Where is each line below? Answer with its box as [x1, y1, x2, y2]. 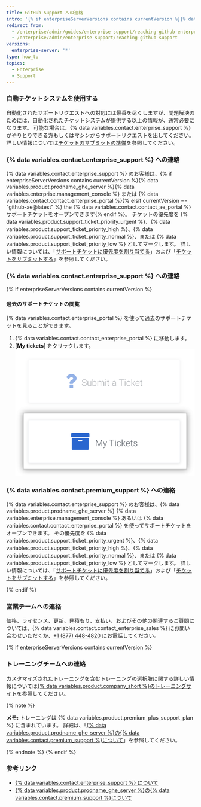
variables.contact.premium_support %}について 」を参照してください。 [6, 736, 181, 744]
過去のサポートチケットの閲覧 [6, 300, 80, 307]
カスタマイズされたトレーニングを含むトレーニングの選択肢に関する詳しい [6, 675, 190, 682]
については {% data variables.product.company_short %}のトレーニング [11, 682, 187, 689]
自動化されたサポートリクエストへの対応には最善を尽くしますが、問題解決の [6, 109, 195, 116]
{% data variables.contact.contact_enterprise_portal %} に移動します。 [14, 335, 190, 342]
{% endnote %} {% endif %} [6, 748, 77, 756]
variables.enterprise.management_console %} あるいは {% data [6, 514, 164, 522]
